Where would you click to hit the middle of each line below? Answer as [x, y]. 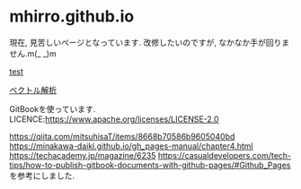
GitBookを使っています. [53, 108]
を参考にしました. [42, 176]
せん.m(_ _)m [33, 53]
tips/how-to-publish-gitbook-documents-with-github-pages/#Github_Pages [150, 165]
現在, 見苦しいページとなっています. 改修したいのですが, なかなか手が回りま [150, 42]
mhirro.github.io [72, 17]
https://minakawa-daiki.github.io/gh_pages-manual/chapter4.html [131, 146]
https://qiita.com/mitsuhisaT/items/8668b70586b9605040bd [122, 136]
